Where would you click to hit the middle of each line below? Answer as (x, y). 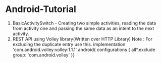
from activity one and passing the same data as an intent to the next (83, 28)
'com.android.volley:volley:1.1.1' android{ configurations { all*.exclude (84, 49)
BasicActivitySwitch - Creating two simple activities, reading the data (84, 23)
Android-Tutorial (41, 9)
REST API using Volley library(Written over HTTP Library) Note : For (83, 39)
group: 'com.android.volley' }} (44, 55)
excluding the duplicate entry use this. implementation (69, 44)
